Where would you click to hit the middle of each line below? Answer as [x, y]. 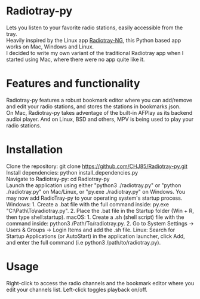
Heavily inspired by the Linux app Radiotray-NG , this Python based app [94, 40]
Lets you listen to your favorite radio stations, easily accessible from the [95, 28]
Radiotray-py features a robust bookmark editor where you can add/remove [99, 100]
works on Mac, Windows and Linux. [50, 47]
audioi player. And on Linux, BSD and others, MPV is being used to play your [100, 119]
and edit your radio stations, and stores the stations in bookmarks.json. [93, 106]
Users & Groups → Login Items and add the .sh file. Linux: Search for [91, 230]
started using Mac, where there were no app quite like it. [76, 59]
